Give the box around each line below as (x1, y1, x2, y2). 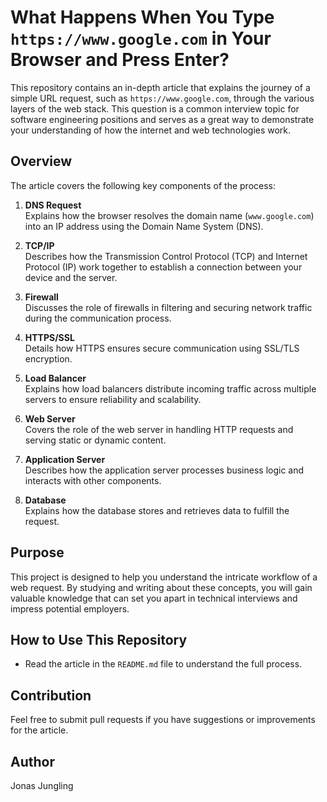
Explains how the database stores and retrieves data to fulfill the (24, 504, 290, 516)
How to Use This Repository (10, 631, 188, 648)
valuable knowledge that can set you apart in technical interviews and (10, 592, 298, 604)
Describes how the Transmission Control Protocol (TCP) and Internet (24, 250, 308, 262)
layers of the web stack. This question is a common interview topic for (10, 102, 300, 115)
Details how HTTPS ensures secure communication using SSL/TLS (24, 342, 300, 354)
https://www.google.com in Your (10, 27, 272, 50)
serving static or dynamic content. (24, 434, 167, 446)
